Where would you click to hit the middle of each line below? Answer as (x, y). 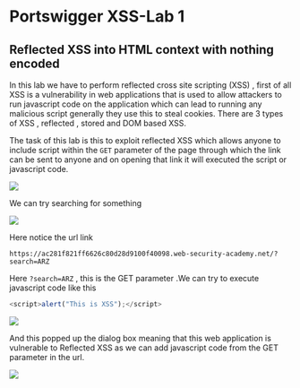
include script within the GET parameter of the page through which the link (146, 150)
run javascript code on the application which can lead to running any (136, 104)
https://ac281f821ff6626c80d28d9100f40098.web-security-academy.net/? (144, 254)
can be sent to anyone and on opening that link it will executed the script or (148, 160)
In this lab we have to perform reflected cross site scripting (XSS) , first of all (150, 85)
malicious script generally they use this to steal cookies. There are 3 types (146, 113)
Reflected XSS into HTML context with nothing (142, 50)
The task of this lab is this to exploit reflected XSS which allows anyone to (146, 140)
